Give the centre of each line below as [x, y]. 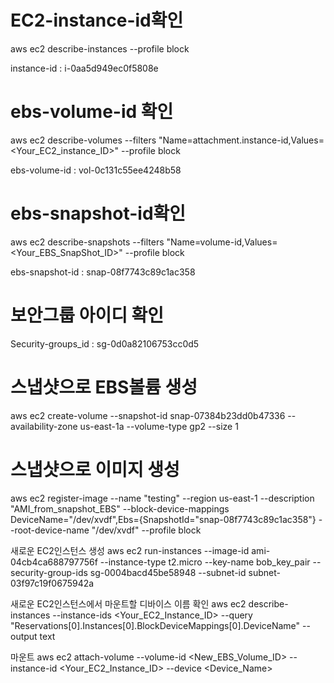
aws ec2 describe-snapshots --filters [87, 242]
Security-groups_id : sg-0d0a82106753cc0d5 [105, 343]
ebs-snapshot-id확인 [98, 213]
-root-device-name [50, 530]
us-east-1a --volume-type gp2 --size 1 [159, 426]
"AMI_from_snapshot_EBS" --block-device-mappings [120, 508]
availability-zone [44, 426]
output [24, 636]
